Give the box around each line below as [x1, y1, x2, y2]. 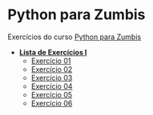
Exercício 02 [30, 64, 73, 73]
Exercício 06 [30, 98, 73, 108]
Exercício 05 [30, 89, 73, 99]
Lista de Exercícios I [18, 47, 87, 57]
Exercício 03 [30, 73, 73, 82]
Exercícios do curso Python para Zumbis [7, 32, 142, 42]
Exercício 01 [30, 56, 71, 65]
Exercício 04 [30, 81, 73, 91]
